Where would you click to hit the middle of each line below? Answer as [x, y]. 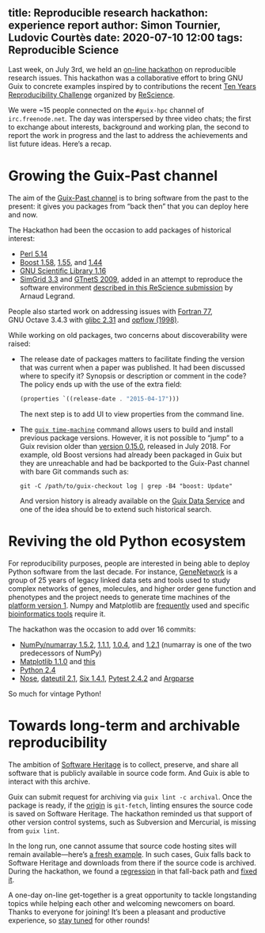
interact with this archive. [49, 781]
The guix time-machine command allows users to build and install [126, 429]
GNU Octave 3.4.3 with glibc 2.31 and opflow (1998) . [94, 320]
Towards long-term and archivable [124, 726]
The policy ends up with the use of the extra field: [100, 384]
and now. [23, 214]
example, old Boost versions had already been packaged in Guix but [131, 455]
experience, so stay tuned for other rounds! [79, 920]
